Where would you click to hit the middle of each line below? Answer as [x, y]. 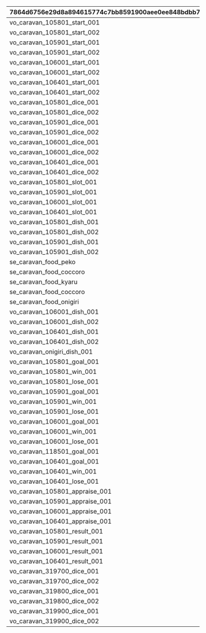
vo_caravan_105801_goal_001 [54, 362]
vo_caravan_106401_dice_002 [54, 172]
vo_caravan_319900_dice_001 [54, 611]
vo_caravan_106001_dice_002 [54, 152]
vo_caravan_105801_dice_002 [54, 112]
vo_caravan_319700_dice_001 [54, 571]
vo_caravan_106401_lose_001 [54, 481]
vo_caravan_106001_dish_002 [54, 322]
